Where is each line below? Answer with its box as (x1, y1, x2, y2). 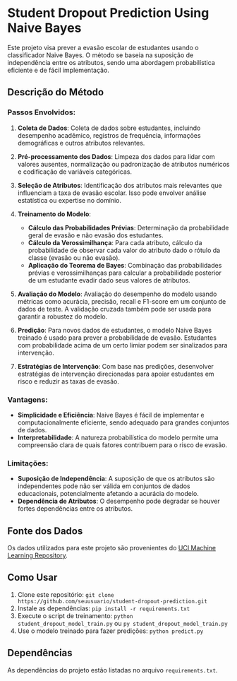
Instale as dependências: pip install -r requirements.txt (17, 604, 190, 612)
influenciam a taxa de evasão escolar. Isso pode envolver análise (17, 189, 207, 197)
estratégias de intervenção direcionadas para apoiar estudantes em (17, 369, 214, 378)
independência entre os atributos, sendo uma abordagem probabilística (7, 58, 215, 66)
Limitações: (7, 458, 49, 468)
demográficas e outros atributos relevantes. (17, 138, 145, 147)
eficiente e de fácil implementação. (7, 66, 109, 74)
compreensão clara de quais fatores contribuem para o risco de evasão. (17, 440, 228, 449)
